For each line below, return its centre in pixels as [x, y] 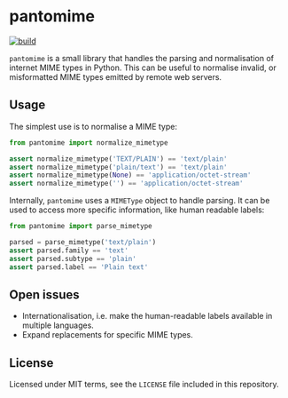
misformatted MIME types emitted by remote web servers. [116, 76]
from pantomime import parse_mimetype [81, 227]
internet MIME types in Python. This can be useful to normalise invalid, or [143, 68]
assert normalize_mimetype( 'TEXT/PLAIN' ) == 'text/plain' [118, 159]
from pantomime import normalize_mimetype [89, 143]
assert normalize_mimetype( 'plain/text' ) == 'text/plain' [118, 167]
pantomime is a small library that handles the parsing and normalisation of [142, 58]
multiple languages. [58, 325]
